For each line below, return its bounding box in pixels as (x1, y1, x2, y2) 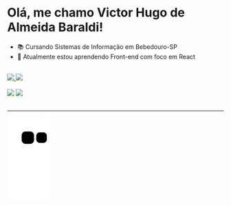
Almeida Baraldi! (7, 19, 104, 35)
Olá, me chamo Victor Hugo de (7, 5, 186, 21)
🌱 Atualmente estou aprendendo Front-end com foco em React (16, 52, 196, 61)
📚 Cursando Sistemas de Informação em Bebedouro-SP (16, 43, 177, 51)
